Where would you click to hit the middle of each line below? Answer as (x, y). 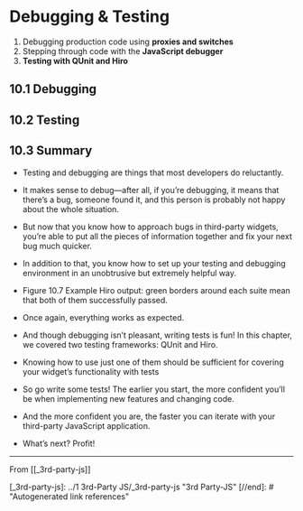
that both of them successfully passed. (95, 300)
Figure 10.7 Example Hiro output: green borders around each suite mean (156, 290)
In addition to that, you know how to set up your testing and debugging (154, 263)
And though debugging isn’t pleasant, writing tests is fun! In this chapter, (157, 335)
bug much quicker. (57, 246)
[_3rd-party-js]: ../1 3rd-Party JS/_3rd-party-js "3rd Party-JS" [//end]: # (142, 487)
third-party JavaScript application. (86, 425)
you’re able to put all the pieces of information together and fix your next (157, 236)
